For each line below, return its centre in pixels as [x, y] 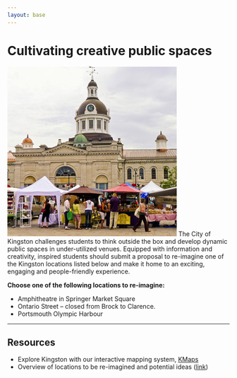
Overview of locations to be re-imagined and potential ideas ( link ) [113, 367]
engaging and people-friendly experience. [69, 271]
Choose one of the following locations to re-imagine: [86, 285]
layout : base [26, 15]
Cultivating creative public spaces [110, 51]
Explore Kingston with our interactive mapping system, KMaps [108, 360]
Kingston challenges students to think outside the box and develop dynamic [117, 241]
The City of [195, 234]
